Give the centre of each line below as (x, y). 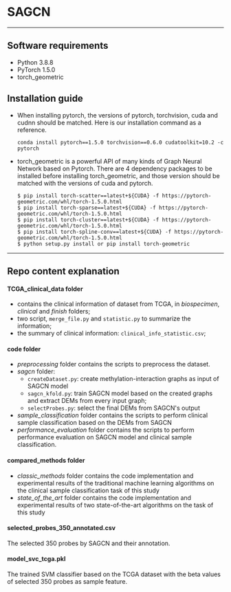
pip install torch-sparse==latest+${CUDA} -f (90, 208)
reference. (32, 130)
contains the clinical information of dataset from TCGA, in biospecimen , (118, 304)
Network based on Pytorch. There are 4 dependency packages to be (114, 168)
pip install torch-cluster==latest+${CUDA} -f (91, 220)
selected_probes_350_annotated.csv (61, 528)
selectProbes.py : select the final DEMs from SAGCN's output (114, 408)
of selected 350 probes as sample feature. (67, 581)
